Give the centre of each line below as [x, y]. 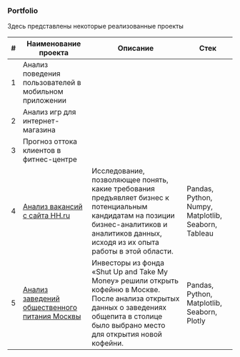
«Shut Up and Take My [130, 272]
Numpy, [200, 207]
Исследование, [118, 171]
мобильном [43, 91]
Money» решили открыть [135, 281]
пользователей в [52, 83]
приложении [44, 101]
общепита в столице [127, 316]
